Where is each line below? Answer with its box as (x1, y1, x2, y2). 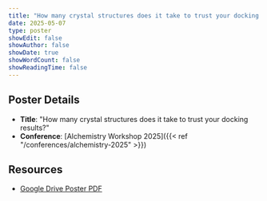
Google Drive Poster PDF (19, 184, 102, 194)
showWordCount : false (8, 57, 81, 65)
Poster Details (8, 93, 80, 107)
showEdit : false (8, 33, 62, 42)
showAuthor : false (8, 41, 70, 49)
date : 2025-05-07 (8, 19, 66, 27)
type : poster (8, 26, 52, 34)
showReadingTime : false (8, 64, 88, 72)
